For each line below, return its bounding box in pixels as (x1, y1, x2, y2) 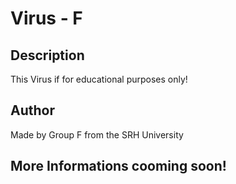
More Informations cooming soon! (10, 158, 227, 175)
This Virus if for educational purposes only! (10, 73, 188, 85)
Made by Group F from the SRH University (10, 128, 184, 141)
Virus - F (10, 7, 83, 30)
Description (10, 47, 85, 64)
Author (10, 102, 55, 119)
